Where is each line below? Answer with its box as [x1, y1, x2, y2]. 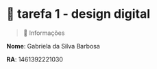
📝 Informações [23, 29, 65, 37]
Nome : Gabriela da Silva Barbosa [6, 42, 100, 50]
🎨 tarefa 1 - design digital [6, 6, 151, 22]
